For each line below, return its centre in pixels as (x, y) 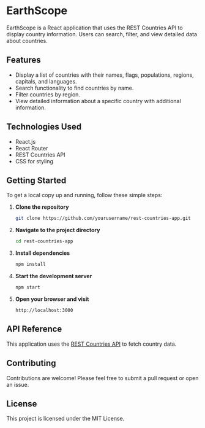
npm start (28, 287)
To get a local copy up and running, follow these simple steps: (84, 195)
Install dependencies (43, 253)
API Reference (34, 329)
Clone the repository (42, 207)
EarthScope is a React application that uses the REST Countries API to (95, 28)
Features (24, 60)
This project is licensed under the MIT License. (65, 419)
